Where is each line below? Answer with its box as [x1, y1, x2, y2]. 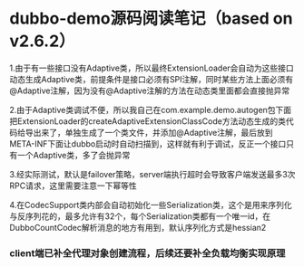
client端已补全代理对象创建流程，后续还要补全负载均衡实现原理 [9, 246, 286, 259]
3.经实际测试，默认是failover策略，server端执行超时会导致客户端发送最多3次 [9, 168, 296, 179]
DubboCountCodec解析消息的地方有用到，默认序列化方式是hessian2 [9, 222, 267, 233]
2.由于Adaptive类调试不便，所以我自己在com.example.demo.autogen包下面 [9, 104, 292, 115]
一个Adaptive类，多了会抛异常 [16, 149, 131, 160]
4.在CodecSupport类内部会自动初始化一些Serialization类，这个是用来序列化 [9, 199, 292, 210]
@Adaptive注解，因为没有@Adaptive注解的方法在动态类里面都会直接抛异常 [9, 85, 290, 96]
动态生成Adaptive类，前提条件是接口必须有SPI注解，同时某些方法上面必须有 [9, 73, 294, 84]
